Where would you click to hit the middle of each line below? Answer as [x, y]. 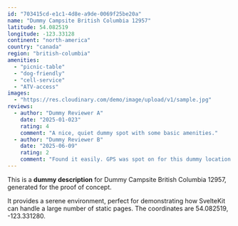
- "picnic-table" [40, 67]
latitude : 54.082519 [38, 27]
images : [19, 93]
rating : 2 [35, 153]
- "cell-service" [40, 80]
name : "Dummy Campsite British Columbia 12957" [79, 21]
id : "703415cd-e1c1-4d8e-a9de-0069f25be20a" [74, 14]
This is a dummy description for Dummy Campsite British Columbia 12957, [117, 179]
